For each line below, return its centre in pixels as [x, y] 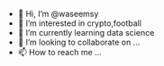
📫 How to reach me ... [59, 52]
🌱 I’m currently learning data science [86, 33]
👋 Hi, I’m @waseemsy [58, 14]
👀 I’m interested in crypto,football [80, 23]
